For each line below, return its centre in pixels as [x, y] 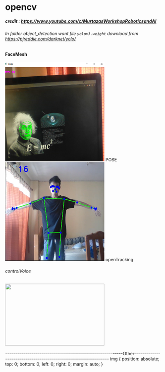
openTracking [119, 260]
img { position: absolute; [135, 359]
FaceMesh [16, 54]
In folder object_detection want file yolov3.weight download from [72, 34]
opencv [21, 7]
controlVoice [18, 271]
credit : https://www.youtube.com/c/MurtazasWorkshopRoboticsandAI [81, 21]
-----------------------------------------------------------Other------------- [83, 353]
